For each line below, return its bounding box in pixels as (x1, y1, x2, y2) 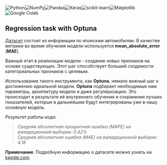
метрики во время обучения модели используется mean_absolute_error (5, 43, 161, 49)
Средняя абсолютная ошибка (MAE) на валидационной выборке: (17, 134, 158, 140)
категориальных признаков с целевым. (5, 68, 89, 74)
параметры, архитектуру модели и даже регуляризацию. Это (5, 88, 137, 94)
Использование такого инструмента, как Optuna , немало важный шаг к (5, 78, 159, 84)
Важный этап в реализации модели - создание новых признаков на (5, 58, 150, 64)
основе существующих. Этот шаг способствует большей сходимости (5, 63, 154, 69)
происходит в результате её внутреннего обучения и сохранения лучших (5, 93, 163, 99)
